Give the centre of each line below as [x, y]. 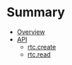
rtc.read [39, 54]
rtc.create [42, 47]
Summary [36, 12]
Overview [31, 32]
